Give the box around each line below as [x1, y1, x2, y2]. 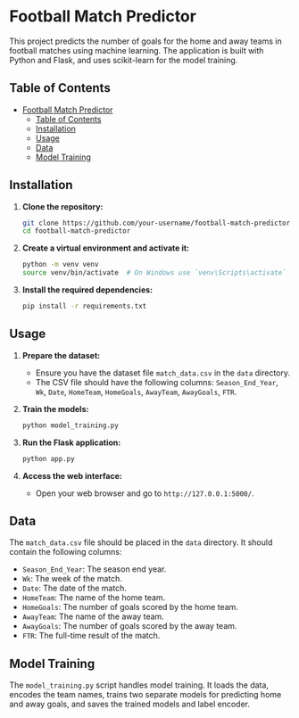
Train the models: [21, 403, 89, 414]
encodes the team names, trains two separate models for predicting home [9, 689, 282, 700]
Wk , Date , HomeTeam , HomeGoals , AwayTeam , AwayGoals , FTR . [35, 386, 237, 397]
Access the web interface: [21, 470, 122, 481]
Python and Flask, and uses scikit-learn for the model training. [9, 54, 238, 65]
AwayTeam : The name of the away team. [21, 611, 165, 622]
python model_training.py [21, 421, 119, 430]
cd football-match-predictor [21, 227, 131, 235]
